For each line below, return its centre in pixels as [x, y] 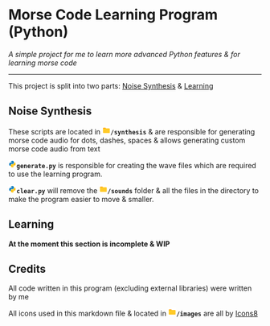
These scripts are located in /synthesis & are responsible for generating [132, 131]
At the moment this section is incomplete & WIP [89, 244]
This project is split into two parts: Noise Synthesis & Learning [111, 85]
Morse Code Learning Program [113, 15]
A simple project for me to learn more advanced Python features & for [125, 54]
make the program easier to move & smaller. [81, 199]
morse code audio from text [54, 149]
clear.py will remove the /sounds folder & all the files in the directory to [138, 190]
